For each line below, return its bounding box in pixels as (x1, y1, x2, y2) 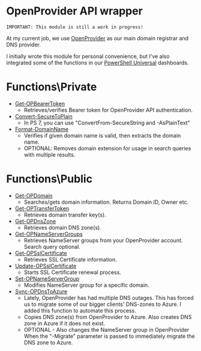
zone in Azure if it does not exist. (23, 320, 106, 327)
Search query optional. (23, 243, 81, 250)
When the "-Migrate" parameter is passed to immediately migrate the (23, 332, 195, 340)
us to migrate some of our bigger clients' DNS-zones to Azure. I (23, 301, 182, 308)
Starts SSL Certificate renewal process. (23, 269, 122, 276)
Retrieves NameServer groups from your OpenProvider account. (23, 236, 183, 244)
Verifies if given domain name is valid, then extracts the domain (23, 132, 181, 139)
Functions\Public (6, 172, 93, 186)
